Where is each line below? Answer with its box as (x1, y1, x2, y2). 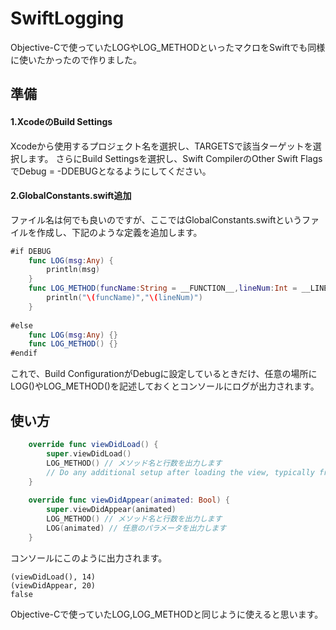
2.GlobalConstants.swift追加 (10, 190, 132, 202)
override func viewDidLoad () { (28, 440, 159, 450)
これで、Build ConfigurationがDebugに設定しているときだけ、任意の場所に (10, 368, 318, 380)
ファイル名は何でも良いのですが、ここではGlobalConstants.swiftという (10, 213, 303, 226)
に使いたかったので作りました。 (10, 53, 142, 66)
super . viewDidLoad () (46, 448, 132, 459)
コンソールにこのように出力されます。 (10, 552, 168, 564)
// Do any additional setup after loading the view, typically (46, 467, 315, 477)
